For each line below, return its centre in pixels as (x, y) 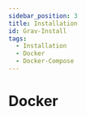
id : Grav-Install (38, 31)
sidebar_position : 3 (43, 16)
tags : (17, 38)
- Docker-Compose (45, 62)
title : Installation (43, 23)
